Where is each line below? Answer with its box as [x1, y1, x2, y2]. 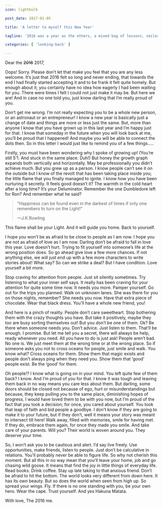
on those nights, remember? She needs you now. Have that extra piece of [5, 295, 152, 301]
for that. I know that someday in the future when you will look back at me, [5, 130, 152, 136]
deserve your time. [5, 433, 43, 439]
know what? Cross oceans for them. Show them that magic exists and [5, 351, 145, 357]
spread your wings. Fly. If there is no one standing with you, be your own [5, 483, 151, 489]
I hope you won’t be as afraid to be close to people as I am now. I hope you [5, 234, 155, 240]
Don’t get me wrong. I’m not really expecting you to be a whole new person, [5, 110, 157, 116]
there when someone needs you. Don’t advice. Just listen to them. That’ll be [5, 325, 157, 331]
